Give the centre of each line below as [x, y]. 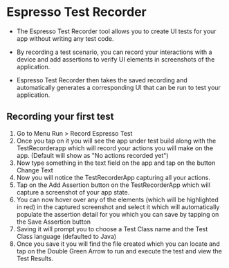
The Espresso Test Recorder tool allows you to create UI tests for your [116, 31]
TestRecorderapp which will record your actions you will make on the [115, 148]
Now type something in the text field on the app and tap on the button [116, 163]
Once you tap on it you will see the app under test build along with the [116, 141]
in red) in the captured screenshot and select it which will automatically [118, 207]
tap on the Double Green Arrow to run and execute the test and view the [119, 251]
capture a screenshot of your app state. [73, 192]
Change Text [35, 170]
